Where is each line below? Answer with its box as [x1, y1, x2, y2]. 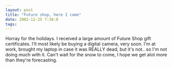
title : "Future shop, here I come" [5, 12, 82, 17]
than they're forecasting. [5, 57, 58, 63]
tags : [5, 21, 17, 27]
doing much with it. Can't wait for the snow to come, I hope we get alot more [5, 52, 167, 58]
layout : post [5, 7, 33, 13]
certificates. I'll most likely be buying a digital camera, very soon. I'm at [5, 41, 156, 47]
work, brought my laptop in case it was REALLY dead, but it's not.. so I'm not [5, 46, 167, 52]
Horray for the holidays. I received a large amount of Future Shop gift [5, 36, 151, 42]
